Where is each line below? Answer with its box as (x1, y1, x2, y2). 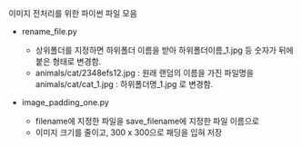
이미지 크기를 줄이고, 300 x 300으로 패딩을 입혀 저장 (35, 127, 223, 138)
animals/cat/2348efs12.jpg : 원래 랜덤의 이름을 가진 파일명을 (35, 67, 254, 78)
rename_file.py (21, 26, 78, 36)
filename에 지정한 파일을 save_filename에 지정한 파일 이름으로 (35, 116, 260, 126)
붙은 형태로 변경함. (35, 56, 102, 66)
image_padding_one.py (21, 97, 110, 107)
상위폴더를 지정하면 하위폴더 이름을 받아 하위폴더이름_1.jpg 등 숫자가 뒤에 (35, 44, 294, 55)
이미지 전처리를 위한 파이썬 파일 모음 (8, 8, 137, 18)
